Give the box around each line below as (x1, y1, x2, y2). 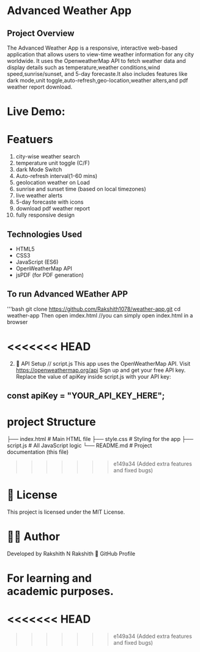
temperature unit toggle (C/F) (15, 160, 91, 167)
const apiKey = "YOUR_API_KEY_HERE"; (7, 391, 165, 401)
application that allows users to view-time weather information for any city (7, 51, 194, 58)
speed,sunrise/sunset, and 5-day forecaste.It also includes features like (7, 70, 188, 77)
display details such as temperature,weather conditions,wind (7, 64, 160, 71)
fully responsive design (15, 212, 75, 219)
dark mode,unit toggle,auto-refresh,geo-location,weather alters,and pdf (7, 77, 188, 84)
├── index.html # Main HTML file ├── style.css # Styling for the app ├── (7, 435, 194, 443)
